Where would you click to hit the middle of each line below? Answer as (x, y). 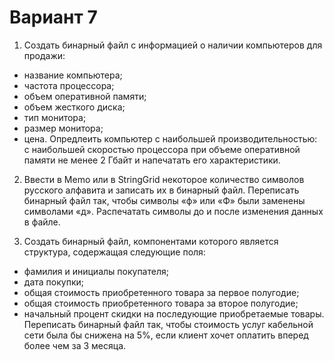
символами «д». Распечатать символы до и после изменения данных (173, 211)
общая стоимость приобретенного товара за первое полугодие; (161, 292)
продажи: (44, 55)
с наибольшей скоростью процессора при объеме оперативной (162, 149)
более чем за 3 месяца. (75, 345)
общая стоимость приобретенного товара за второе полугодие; (161, 303)
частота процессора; (69, 85)
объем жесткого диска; (74, 107)
